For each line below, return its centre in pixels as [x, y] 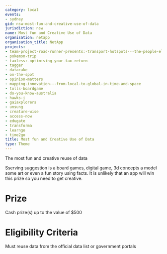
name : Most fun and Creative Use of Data [49, 33]
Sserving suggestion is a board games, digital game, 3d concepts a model [81, 168]
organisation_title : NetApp [34, 42]
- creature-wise [22, 112]
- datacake [16, 70]
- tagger [14, 65]
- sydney [14, 19]
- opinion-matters [24, 79]
